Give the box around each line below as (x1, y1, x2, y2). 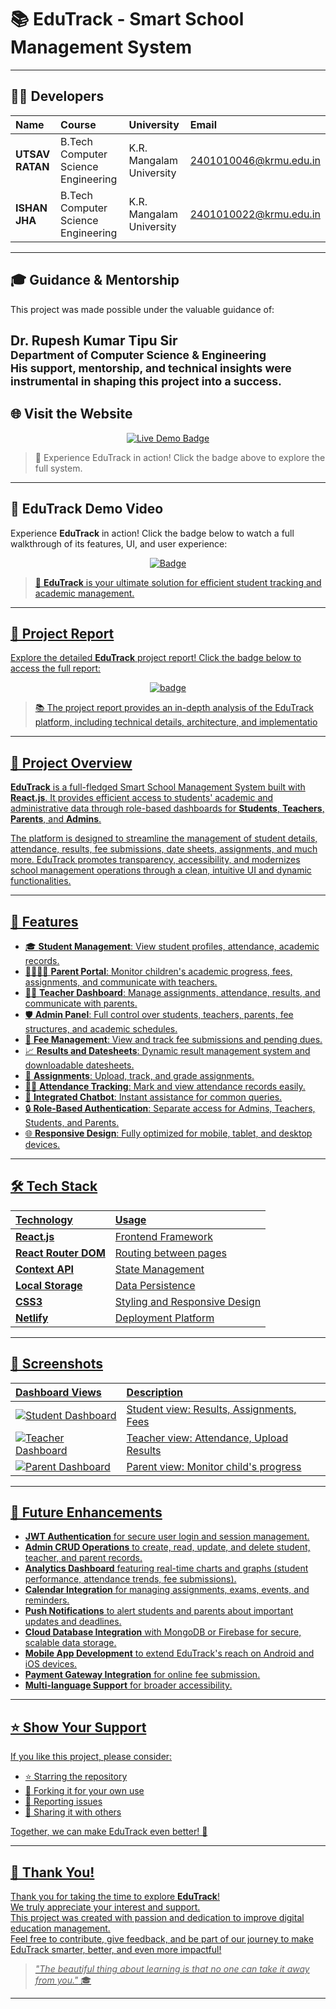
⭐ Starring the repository (24, 1771, 128, 1783)
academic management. (34, 587, 135, 599)
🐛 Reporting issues (24, 1796, 103, 1808)
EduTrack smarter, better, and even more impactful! (10, 1944, 222, 1956)
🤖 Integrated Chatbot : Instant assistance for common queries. (24, 1091, 283, 1103)
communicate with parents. (24, 997, 138, 1010)
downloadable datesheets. (24, 1059, 135, 1071)
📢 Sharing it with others (24, 1806, 122, 1818)
